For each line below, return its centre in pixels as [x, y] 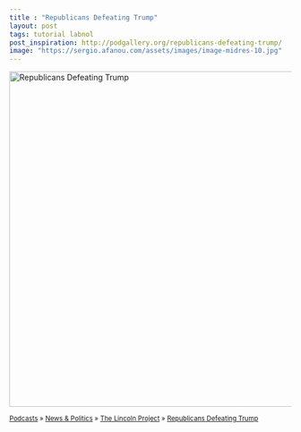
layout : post [34, 26]
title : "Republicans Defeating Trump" [84, 17]
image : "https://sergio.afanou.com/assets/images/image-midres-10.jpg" [146, 51]
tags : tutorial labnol [52, 34]
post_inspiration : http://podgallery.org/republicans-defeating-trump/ [146, 42]
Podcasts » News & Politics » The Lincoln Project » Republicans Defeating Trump [134, 419]
